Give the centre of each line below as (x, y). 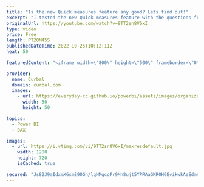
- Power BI (25, 124)
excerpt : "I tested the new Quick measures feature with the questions (99, 18)
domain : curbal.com (36, 85)
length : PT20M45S (28, 40)
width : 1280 (32, 152)
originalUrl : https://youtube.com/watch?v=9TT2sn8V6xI (77, 23)
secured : (17, 174)
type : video (21, 29)
